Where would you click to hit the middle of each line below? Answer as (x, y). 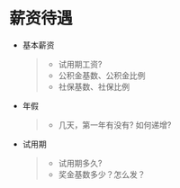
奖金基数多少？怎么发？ (102, 174)
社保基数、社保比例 (94, 86)
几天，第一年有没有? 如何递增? (115, 125)
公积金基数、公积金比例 (102, 75)
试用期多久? (80, 163)
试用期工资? (80, 64)
